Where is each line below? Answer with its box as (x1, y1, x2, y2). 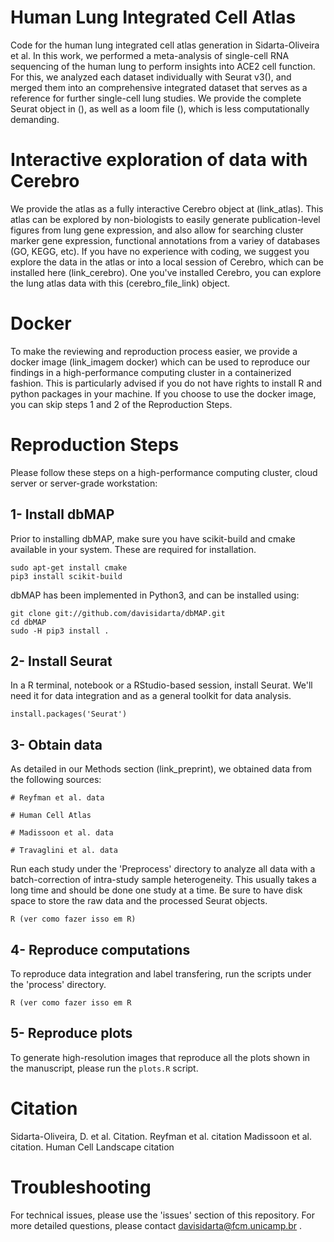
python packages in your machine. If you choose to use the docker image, (10, 387, 317, 400)
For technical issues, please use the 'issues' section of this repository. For (10, 1209, 315, 1221)
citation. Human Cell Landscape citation (10, 1141, 175, 1153)
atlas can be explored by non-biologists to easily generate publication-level (10, 213, 321, 225)
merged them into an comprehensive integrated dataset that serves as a (10, 81, 308, 93)
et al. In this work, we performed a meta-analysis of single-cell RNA (10, 49, 290, 61)
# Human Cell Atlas (10, 811, 92, 821)
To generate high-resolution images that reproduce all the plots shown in (10, 1051, 311, 1063)
